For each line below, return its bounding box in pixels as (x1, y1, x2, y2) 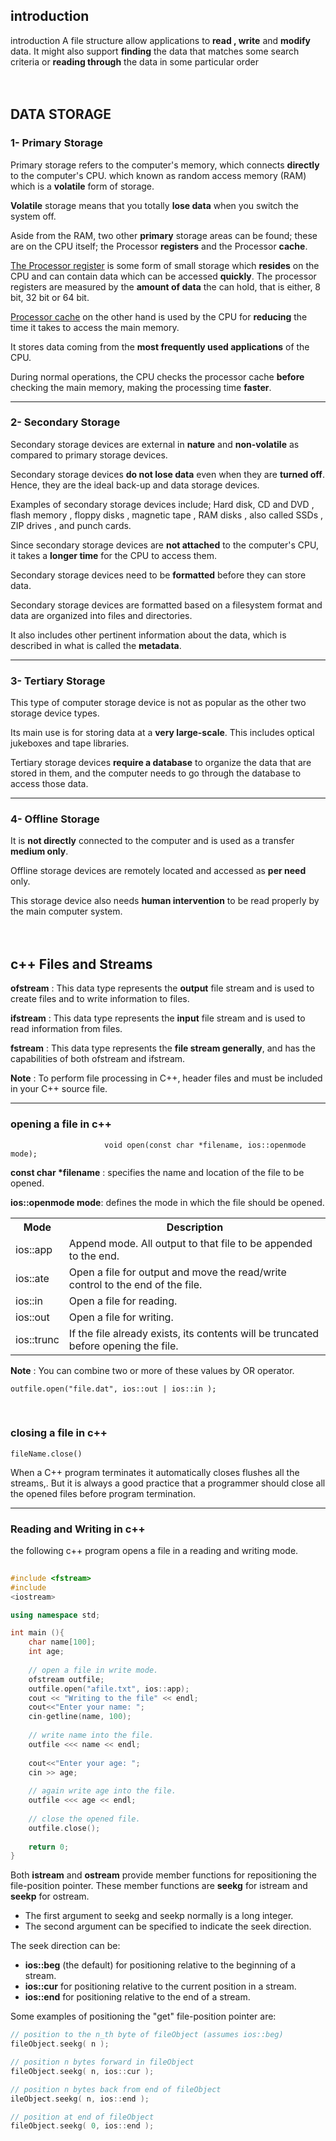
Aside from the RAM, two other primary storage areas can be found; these (10, 229, 318, 241)
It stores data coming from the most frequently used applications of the (10, 340, 310, 353)
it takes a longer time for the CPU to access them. (10, 549, 218, 561)
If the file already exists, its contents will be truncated (68, 1326, 320, 1340)
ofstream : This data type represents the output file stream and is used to (10, 982, 315, 994)
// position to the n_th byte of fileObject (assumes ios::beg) (10, 2030, 284, 2040)
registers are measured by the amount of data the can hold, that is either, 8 (10, 280, 322, 293)
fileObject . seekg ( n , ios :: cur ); (10, 2066, 155, 2076)
